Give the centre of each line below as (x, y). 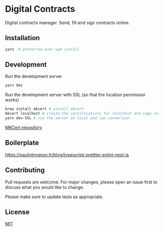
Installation (22, 38)
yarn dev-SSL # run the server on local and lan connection (68, 118)
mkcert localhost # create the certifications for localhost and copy (78, 114)
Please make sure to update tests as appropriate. (54, 197)
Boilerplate (22, 143)
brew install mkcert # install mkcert (44, 109)
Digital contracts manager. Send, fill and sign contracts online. (68, 23)
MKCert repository (24, 127)
